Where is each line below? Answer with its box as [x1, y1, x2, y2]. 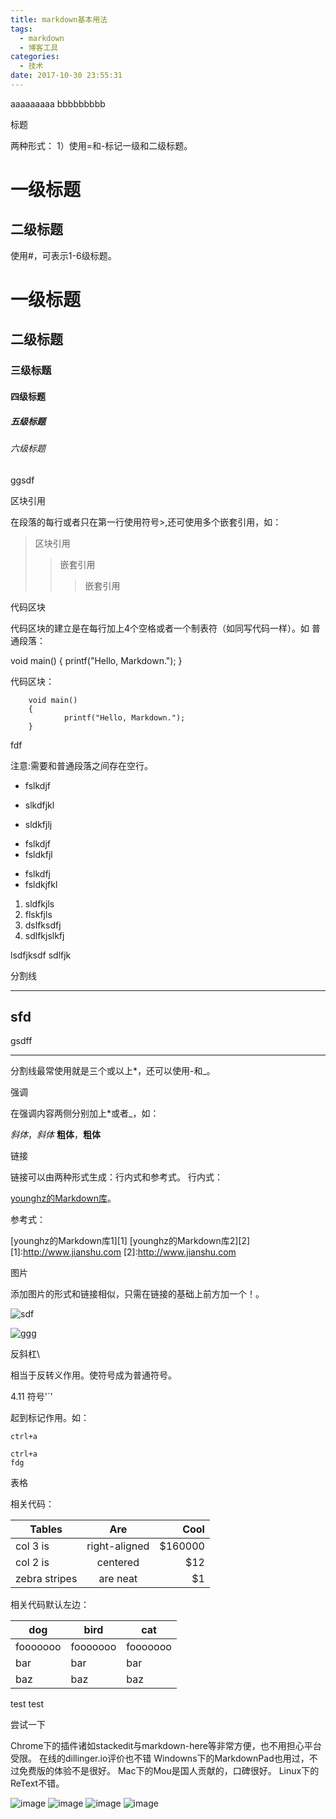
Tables [29, 1522, 63, 1536]
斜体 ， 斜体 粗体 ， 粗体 [10, 1129, 101, 1141]
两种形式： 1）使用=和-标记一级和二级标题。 [10, 139, 193, 151]
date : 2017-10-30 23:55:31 [10, 71, 123, 81]
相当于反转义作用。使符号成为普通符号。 [10, 1369, 177, 1381]
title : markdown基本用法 [10, 14, 108, 25]
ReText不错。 [10, 1777, 65, 1790]
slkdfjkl [24, 799, 55, 811]
